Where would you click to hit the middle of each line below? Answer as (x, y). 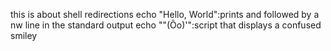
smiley (24, 35)
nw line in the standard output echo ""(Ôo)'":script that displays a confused (166, 25)
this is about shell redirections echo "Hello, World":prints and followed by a (165, 14)
